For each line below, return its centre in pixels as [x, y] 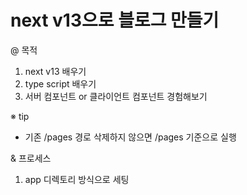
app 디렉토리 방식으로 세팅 [77, 179]
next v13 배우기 [55, 71]
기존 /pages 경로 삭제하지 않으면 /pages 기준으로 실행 [130, 137]
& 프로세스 [31, 158]
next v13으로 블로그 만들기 [115, 20]
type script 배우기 [60, 83]
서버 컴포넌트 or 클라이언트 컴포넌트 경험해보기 [116, 96]
